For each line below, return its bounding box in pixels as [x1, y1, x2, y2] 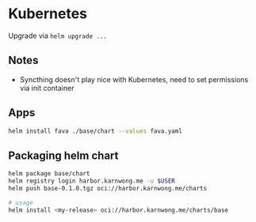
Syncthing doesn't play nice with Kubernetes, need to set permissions [19, 74, 249, 84]
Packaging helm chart [8, 149, 119, 162]
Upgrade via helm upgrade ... [8, 31, 107, 40]
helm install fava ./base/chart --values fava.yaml [8, 127, 182, 135]
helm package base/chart [8, 170, 90, 178]
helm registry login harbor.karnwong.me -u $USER [8, 177, 176, 186]
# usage [8, 198, 34, 206]
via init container [19, 83, 75, 92]
